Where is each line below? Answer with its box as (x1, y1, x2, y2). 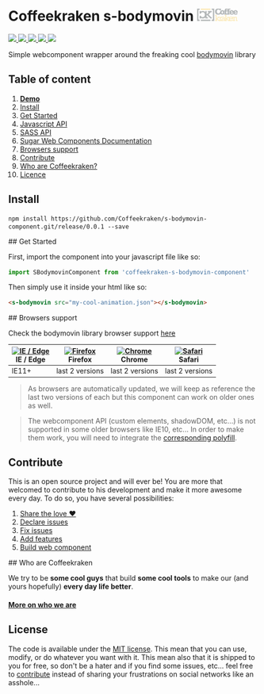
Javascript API (19, 119, 67, 128)
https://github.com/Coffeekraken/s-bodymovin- (50, 214, 208, 223)
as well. (27, 401, 53, 410)
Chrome (121, 355, 148, 364)
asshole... (8, 677, 40, 687)
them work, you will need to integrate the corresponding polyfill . (27, 432, 238, 443)
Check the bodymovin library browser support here (8, 328, 176, 338)
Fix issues (19, 526, 53, 535)
